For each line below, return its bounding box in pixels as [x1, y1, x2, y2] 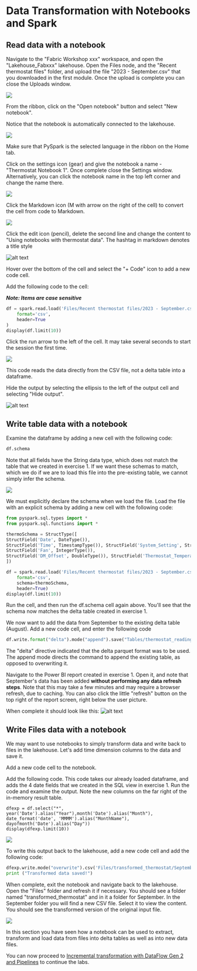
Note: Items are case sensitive [6, 295, 82, 301]
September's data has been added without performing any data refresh [6, 677, 182, 685]
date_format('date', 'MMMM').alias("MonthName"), [6, 816, 130, 822]
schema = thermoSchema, [16, 580, 69, 586]
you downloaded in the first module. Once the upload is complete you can [6, 75, 185, 81]
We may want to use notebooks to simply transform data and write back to [6, 740, 186, 747]
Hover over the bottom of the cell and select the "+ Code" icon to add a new [6, 265, 191, 272]
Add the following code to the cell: [6, 283, 89, 290]
